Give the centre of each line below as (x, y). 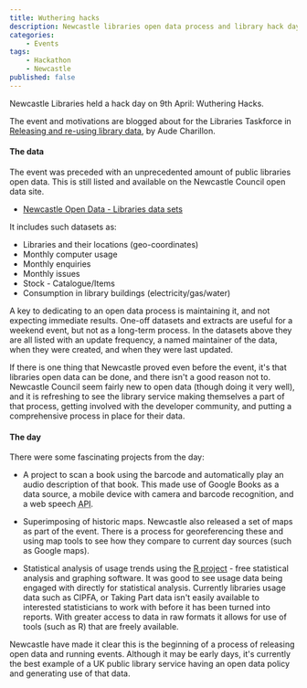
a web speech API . (58, 504)
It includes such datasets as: (63, 227)
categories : (32, 35)
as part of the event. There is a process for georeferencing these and (153, 532)
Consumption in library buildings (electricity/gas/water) (127, 292)
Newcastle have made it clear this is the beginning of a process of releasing (152, 644)
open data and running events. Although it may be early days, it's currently (150, 654)
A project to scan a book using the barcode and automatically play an (153, 475)
